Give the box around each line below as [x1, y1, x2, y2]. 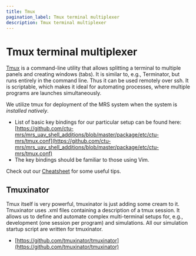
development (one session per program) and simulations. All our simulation [6, 219, 188, 227]
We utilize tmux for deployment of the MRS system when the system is [6, 101, 178, 108]
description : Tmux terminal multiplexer [6, 19, 107, 25]
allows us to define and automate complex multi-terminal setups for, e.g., [6, 213, 184, 220]
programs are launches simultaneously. [6, 90, 102, 97]
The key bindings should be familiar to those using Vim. [14, 156, 150, 163]
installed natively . [6, 107, 49, 114]
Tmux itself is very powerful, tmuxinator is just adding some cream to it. [6, 201, 180, 208]
